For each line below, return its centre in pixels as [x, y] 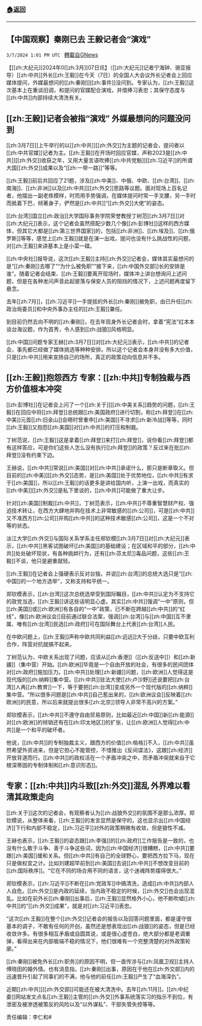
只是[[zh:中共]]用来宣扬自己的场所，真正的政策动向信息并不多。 [85, 357]
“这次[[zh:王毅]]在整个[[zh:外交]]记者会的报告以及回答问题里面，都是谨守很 [99, 918]
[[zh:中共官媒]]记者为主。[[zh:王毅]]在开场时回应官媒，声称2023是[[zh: [94, 153]
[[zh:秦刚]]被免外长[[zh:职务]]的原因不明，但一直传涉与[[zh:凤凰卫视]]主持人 [100, 961]
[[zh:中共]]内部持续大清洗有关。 [46, 98]
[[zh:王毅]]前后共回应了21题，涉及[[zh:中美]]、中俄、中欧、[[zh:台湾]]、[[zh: [101, 180]
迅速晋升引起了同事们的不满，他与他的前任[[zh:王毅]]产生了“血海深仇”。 [95, 976]
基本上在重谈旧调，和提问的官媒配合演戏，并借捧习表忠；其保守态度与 [98, 90]
